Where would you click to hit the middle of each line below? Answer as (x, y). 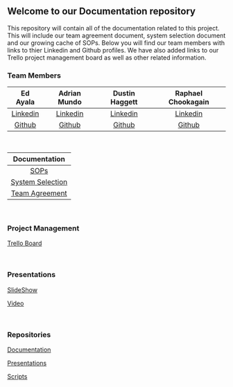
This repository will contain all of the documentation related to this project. (113, 28)
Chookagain (189, 102)
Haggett (124, 102)
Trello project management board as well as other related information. (107, 57)
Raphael (189, 93)
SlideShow (23, 289)
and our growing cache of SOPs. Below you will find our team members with (116, 43)
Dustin (124, 93)
